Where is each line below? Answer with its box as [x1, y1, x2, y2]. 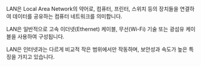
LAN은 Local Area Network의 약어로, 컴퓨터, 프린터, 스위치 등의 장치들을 [6, 5, 179, 12]
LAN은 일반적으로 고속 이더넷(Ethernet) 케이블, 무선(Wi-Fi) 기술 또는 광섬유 [6, 26, 185, 32]
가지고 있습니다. [17, 53, 55, 60]
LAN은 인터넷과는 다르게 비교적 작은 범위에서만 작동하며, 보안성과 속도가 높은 [6, 46, 188, 53]
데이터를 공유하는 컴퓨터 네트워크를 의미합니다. [12, 13, 123, 20]
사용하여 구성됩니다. [17, 33, 65, 40]
